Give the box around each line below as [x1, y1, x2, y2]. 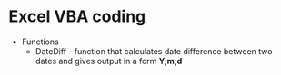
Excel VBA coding [8, 6, 146, 27]
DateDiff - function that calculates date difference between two [35, 45, 273, 56]
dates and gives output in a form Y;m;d [35, 55, 183, 66]
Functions [21, 36, 60, 47]
